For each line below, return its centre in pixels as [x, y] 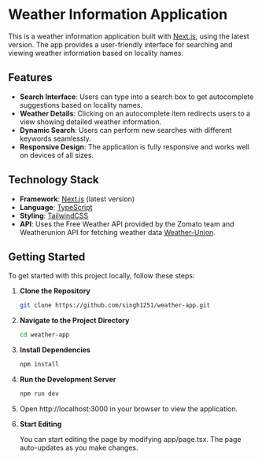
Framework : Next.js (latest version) [77, 199]
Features [30, 77]
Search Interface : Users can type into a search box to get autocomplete [137, 97]
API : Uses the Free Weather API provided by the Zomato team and [127, 224]
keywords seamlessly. [55, 138]
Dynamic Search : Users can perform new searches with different [125, 130]
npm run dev [39, 394]
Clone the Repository [55, 291]
